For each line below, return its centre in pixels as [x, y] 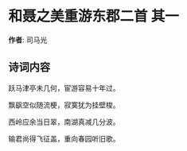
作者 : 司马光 [28, 40]
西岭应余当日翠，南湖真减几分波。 [64, 122]
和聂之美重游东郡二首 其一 [93, 16]
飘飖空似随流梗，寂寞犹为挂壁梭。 [64, 105]
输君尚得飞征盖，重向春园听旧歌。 [64, 138]
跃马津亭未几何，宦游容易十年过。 [64, 87]
